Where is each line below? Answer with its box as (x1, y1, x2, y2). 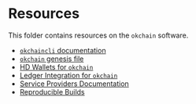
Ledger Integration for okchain (19, 70, 118, 80)
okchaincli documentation (19, 45, 106, 55)
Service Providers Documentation (19, 79, 130, 88)
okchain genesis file (19, 54, 84, 63)
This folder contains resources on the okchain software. (8, 30, 189, 40)
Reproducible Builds (19, 87, 85, 96)
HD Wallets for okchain (19, 62, 94, 71)
